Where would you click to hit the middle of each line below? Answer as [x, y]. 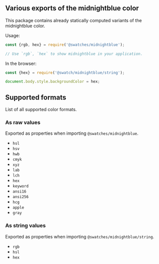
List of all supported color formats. [41, 110]
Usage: [13, 35]
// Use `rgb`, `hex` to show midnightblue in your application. [74, 54]
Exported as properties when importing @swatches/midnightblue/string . [80, 236]
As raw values [23, 123]
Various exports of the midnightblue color [72, 8]
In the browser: [21, 63]
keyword [20, 186]
